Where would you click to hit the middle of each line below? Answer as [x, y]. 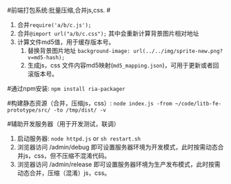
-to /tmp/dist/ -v [80, 110]
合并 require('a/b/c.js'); [54, 25]
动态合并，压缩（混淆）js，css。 [64, 173]
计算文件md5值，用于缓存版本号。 [66, 42]
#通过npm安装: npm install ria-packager [66, 89]
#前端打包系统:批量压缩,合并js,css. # [59, 10]
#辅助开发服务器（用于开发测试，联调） [63, 124]
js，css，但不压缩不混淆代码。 [67, 156]
